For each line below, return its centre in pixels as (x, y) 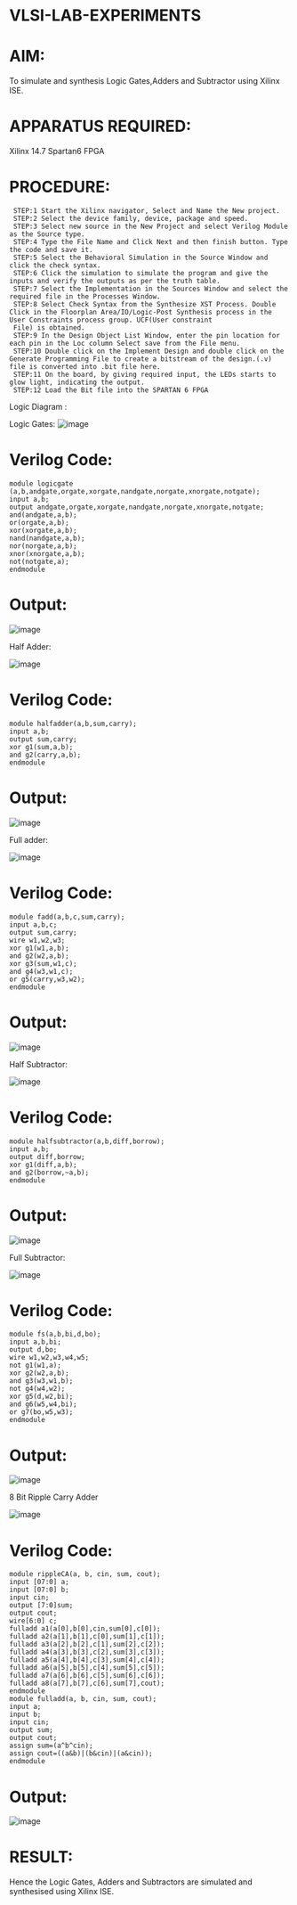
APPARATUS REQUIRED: (100, 127)
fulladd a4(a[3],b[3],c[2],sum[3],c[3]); (87, 1652)
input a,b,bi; (36, 1342)
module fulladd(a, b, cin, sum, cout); (83, 1699)
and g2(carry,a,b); (45, 755)
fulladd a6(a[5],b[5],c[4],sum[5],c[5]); (87, 1668)
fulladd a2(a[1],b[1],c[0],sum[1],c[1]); (87, 1637)
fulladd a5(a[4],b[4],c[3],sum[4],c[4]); (87, 1660)
